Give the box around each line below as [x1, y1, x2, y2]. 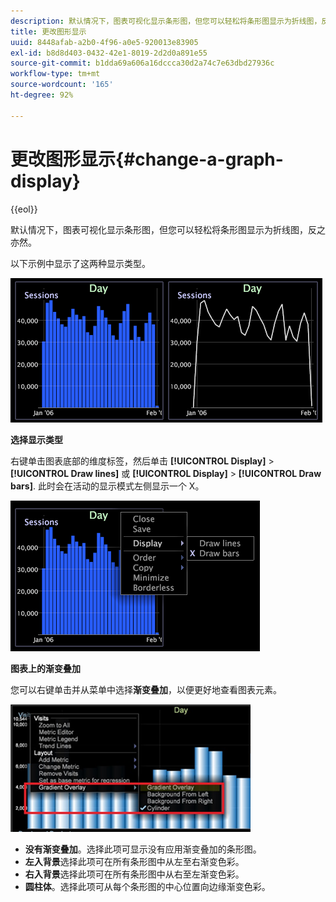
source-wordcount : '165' [10, 80, 114, 90]
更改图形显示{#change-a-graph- [10, 148, 284, 170]
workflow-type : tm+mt [10, 69, 101, 79]
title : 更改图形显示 [10, 26, 87, 37]
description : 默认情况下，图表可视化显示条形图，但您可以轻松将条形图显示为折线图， [10, 16, 322, 26]
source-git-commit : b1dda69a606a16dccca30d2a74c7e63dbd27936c [10, 58, 275, 69]
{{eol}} [10, 203, 38, 215]
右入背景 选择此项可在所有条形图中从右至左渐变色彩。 [24, 868, 245, 880]
